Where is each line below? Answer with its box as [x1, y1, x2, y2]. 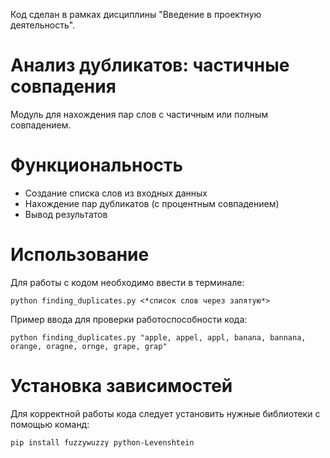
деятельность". [10, 19, 76, 31]
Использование [10, 244, 150, 266]
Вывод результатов [24, 208, 108, 220]
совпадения [10, 75, 117, 98]
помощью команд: [10, 418, 90, 430]
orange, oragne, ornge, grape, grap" [10, 341, 168, 351]
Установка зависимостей [10, 375, 233, 397]
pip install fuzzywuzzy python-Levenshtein [10, 437, 195, 448]
